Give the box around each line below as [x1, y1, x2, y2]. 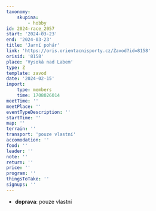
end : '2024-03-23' [6, 37, 52, 43]
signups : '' [6, 182, 36, 188]
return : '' [6, 159, 33, 165]
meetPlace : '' [6, 103, 42, 110]
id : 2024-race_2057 [6, 25, 55, 32]
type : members [17, 87, 52, 93]
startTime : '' [6, 114, 42, 120]
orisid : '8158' [6, 53, 44, 59]
